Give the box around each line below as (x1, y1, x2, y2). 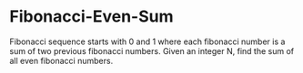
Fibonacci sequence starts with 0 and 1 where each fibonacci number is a (9, 36, 286, 47)
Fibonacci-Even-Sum (9, 6, 174, 27)
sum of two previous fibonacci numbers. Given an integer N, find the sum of (9, 45, 295, 56)
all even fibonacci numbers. (9, 55, 114, 66)
